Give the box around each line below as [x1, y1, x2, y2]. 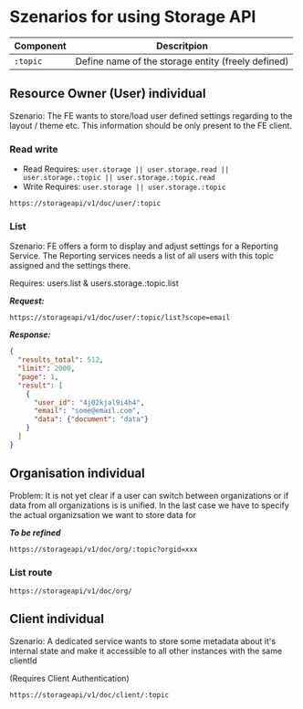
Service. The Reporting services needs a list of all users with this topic [9, 250, 274, 261]
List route [9, 566, 53, 578]
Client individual [9, 611, 105, 627]
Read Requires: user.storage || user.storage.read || [22, 164, 230, 175]
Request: [9, 295, 45, 307]
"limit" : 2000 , [17, 364, 76, 374]
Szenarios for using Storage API [9, 6, 256, 27]
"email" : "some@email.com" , [33, 407, 141, 416]
